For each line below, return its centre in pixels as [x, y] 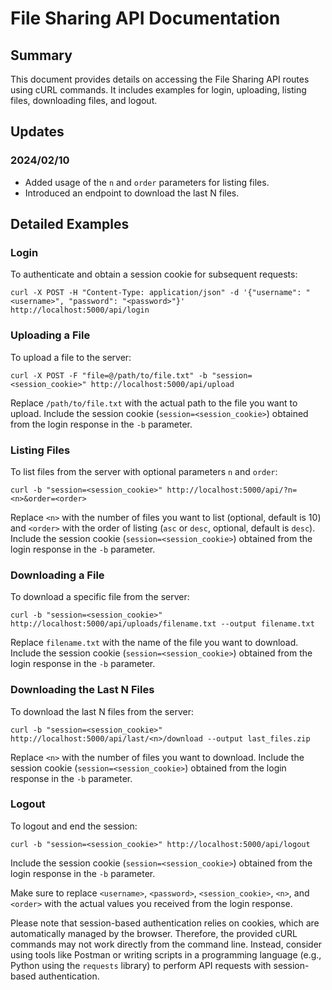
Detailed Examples [70, 224]
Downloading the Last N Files [82, 690]
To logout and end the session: [74, 826]
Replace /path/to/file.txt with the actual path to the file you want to [154, 403]
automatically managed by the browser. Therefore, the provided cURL [154, 933]
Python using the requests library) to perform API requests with [141, 965]
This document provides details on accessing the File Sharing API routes [160, 79]
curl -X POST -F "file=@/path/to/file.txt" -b [109, 375]
